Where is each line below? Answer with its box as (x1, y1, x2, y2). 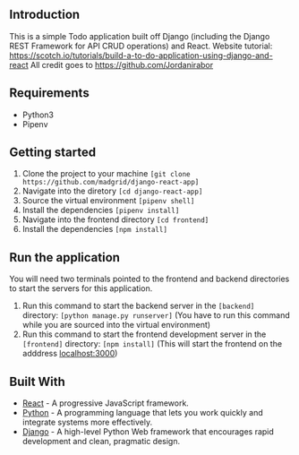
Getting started (9, 145, 97, 160)
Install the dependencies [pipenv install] (21, 205, 180, 216)
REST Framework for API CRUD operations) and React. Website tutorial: (9, 40, 273, 51)
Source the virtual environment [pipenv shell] (21, 195, 195, 206)
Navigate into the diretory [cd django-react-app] (21, 185, 203, 196)
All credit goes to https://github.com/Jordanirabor (30, 59, 213, 70)
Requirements (9, 85, 90, 101)
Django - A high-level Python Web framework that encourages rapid (21, 426, 275, 437)
